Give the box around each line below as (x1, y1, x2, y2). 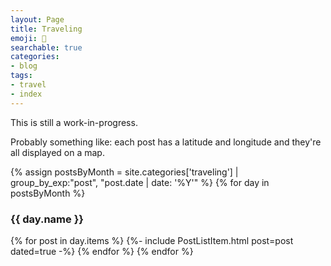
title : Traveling (10, 24, 83, 34)
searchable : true (10, 42, 83, 53)
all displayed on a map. (10, 146, 105, 158)
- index (10, 89, 43, 99)
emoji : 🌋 (10, 33, 47, 43)
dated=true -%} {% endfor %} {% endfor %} (10, 245, 194, 257)
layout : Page (10, 14, 65, 25)
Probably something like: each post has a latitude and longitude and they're (10, 136, 322, 148)
